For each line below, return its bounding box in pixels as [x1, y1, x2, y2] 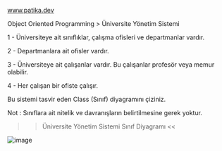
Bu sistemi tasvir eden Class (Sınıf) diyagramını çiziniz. [7, 95, 166, 103]
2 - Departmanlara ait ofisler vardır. [7, 47, 109, 55]
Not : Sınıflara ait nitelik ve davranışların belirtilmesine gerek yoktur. [7, 109, 203, 117]
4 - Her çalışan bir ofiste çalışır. [7, 81, 99, 90]
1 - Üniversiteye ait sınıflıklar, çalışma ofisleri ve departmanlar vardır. [7, 33, 205, 41]
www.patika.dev [7, 6, 54, 14]
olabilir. [7, 68, 28, 76]
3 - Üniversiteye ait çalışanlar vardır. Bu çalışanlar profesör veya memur [7, 60, 215, 69]
